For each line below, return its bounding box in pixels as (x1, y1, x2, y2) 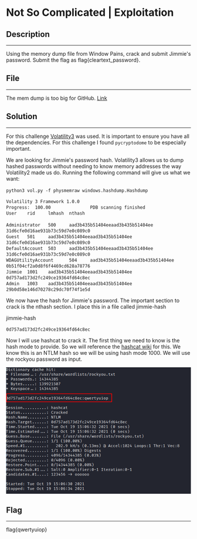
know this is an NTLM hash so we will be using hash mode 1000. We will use (6, 349, 191, 356)
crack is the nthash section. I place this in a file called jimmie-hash (6, 303, 167, 310)
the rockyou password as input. (6, 355, 83, 362)
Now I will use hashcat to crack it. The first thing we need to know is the (6, 337, 180, 344)
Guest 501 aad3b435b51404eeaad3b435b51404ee (6, 233, 133, 240)
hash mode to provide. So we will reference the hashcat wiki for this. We (6, 343, 181, 350)
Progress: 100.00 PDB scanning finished (6, 204, 145, 211)
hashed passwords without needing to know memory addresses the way (6, 162, 182, 170)
